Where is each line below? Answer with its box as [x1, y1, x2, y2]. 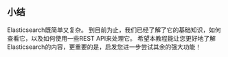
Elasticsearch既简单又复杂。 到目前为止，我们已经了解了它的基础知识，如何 [7, 26, 221, 34]
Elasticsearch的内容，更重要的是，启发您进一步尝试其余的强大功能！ [7, 43, 201, 51]
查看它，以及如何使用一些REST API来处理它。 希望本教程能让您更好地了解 [7, 34, 216, 42]
